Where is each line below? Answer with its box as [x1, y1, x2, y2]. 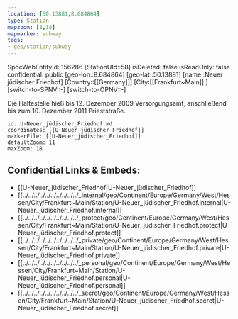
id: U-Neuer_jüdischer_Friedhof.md [7, 121, 113, 128]
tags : [7, 37, 23, 44]
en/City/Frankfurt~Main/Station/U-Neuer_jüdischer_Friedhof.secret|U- [17, 296, 225, 305]
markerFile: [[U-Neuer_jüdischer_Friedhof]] [7, 133, 141, 140]
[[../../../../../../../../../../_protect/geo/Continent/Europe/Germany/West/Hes [17, 213, 229, 222]
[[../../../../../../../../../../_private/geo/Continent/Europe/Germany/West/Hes [17, 235, 229, 245]
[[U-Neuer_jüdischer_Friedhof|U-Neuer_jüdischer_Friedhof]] [17, 183, 197, 191]
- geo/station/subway [7, 43, 72, 50]
